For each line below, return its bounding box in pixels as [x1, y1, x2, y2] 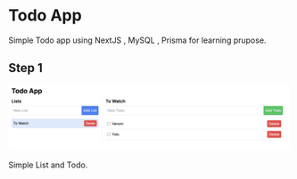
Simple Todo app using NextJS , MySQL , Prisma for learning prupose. [8, 35, 267, 45]
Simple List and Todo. [8, 159, 88, 170]
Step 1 [8, 61, 44, 76]
